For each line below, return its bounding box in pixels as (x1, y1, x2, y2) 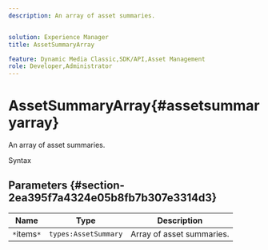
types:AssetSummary (49, 229, 123, 238)
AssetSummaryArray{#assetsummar (8, 97, 260, 115)
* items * (12, 228, 42, 240)
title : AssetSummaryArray (8, 41, 94, 49)
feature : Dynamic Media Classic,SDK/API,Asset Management (8, 55, 206, 63)
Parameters (8, 179, 68, 192)
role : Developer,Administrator (8, 62, 113, 70)
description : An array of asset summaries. (8, 11, 156, 20)
